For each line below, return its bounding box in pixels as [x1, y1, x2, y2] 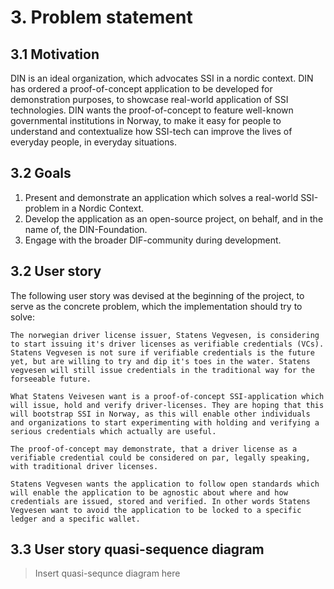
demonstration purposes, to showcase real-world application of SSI [10, 94, 289, 105]
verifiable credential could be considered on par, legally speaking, [10, 452, 311, 463]
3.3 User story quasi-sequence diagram [10, 541, 265, 558]
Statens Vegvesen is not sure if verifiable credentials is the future [10, 347, 315, 358]
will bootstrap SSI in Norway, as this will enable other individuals [10, 409, 311, 419]
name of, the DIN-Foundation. [24, 223, 148, 235]
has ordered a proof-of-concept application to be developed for [10, 83, 273, 95]
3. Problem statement [10, 6, 193, 29]
